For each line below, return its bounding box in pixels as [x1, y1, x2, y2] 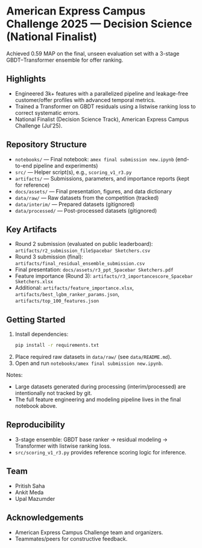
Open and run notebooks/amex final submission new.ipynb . [14, 359, 163, 367]
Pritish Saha [14, 482, 45, 489]
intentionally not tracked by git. [14, 390, 92, 397]
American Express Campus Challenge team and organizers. [14, 529, 163, 536]
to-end [14, 162, 33, 169]
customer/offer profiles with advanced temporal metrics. [14, 96, 156, 103]
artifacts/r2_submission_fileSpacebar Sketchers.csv [14, 248, 151, 254]
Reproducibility [6, 420, 65, 430]
